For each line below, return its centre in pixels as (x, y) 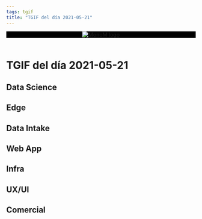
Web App (24, 149)
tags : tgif (20, 12)
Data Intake (28, 128)
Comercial (26, 210)
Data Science (32, 87)
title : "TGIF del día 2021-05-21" (50, 17)
